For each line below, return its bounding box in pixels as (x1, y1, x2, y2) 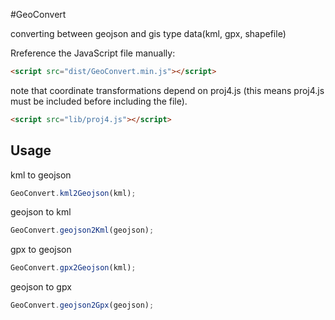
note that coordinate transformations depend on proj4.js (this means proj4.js (10, 84, 325, 96)
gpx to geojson (10, 244, 72, 256)
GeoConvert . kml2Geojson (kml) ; (10, 188, 137, 198)
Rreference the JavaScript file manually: (10, 47, 176, 59)
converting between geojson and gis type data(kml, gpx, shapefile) (10, 28, 287, 39)
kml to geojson (10, 169, 72, 181)
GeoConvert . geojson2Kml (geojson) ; (10, 225, 155, 236)
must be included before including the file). (10, 95, 188, 107)
